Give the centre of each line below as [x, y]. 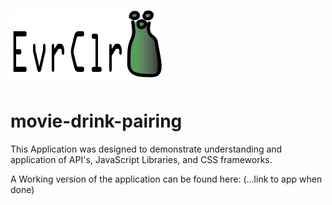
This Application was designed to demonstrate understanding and [146, 149]
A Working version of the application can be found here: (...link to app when [166, 179]
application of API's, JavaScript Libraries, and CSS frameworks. [141, 159]
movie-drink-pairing [96, 121]
